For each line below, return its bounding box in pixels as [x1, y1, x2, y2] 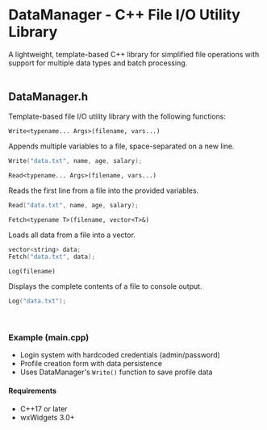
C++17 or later [19, 403, 68, 413]
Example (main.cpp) [8, 332, 90, 344]
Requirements [8, 386, 57, 396]
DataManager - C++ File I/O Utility [8, 6, 240, 24]
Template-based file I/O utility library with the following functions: [8, 111, 226, 121]
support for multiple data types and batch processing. [8, 58, 188, 68]
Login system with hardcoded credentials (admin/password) [19, 350, 220, 360]
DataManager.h [8, 90, 89, 104]
